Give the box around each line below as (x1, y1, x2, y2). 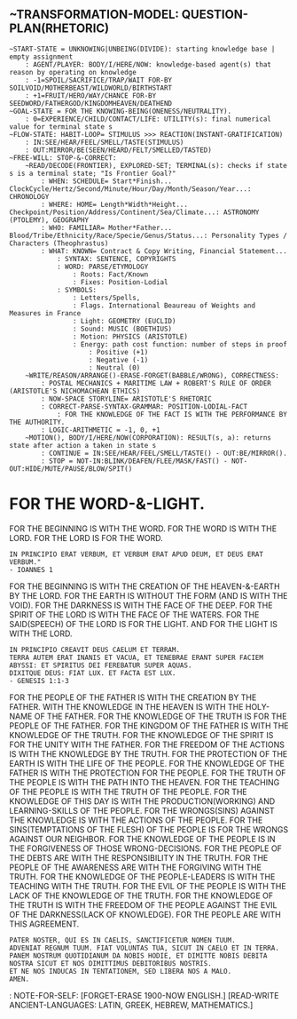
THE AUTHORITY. (9, 418, 66, 426)
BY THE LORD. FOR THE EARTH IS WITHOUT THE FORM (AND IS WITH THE (9, 590, 288, 601)
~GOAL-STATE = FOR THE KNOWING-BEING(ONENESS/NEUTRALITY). (9, 107, 232, 115)
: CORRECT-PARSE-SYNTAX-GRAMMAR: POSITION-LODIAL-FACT (41, 402, 248, 411)
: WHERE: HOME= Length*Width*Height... (41, 200, 189, 209)
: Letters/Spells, (72, 293, 141, 302)
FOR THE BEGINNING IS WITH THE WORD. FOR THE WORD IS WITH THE (9, 523, 277, 534)
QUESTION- (181, 7, 248, 22)
